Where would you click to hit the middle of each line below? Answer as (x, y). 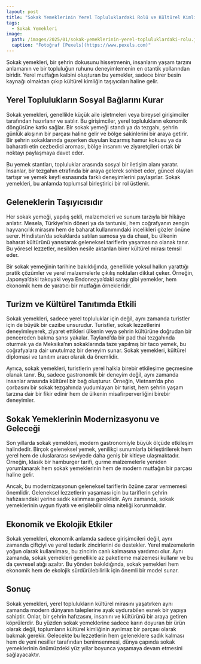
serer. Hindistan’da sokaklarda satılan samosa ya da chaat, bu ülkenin (92, 236)
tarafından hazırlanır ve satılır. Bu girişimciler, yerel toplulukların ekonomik (97, 121)
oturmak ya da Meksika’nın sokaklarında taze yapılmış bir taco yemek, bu (96, 344)
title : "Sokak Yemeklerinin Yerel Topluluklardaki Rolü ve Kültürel (93, 17)
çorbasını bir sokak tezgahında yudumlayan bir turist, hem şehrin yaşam (95, 387)
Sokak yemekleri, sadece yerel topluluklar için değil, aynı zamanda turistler (98, 319)
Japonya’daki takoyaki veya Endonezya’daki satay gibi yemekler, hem (92, 279)
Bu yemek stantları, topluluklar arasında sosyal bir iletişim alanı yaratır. (92, 164)
